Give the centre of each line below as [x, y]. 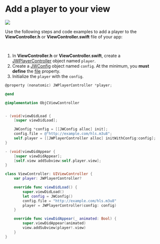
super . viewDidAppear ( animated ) [54, 223]
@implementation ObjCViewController [42, 103]
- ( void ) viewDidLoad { [28, 116]
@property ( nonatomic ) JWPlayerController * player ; [59, 85]
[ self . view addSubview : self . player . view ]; [58, 161]
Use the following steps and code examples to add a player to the [71, 31]
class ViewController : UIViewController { [49, 174]
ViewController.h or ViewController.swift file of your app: [64, 37]
